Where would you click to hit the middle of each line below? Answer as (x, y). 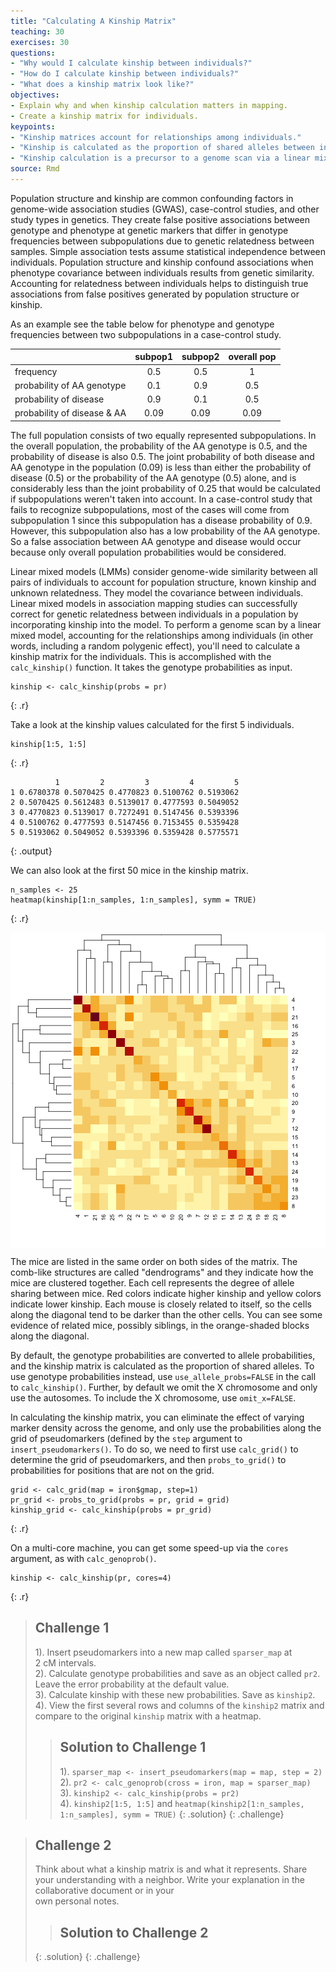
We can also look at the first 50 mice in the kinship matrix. (129, 870)
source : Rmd (35, 169)
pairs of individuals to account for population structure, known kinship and (163, 582)
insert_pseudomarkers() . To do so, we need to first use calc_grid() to (154, 1449)
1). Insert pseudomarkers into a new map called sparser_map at (163, 1652)
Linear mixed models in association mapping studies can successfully (154, 603)
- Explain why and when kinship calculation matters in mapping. (149, 105)
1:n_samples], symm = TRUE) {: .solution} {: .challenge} (172, 1814)
